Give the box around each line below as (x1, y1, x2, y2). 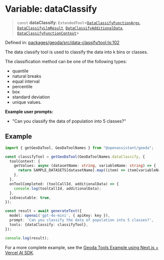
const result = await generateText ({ (5, 209, 82, 213)
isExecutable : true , (9, 195, 51, 200)
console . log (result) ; (5, 236, 49, 240)
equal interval (12, 78, 40, 84)
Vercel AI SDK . (5, 250, 35, 256)
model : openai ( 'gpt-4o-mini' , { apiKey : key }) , (9, 213, 110, 218)
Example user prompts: (5, 109, 54, 115)
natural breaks (12, 73, 41, 79)
